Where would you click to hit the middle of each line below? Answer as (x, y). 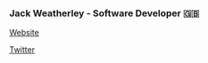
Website (25, 33)
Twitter (22, 50)
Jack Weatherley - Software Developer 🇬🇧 (104, 13)
